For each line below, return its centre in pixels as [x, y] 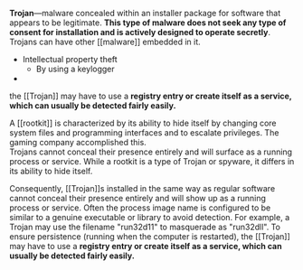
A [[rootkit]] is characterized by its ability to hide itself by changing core [143, 123]
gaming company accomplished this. [78, 142]
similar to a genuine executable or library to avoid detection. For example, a [150, 217]
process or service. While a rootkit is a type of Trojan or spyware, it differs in [152, 161]
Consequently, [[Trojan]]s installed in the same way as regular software [142, 188]
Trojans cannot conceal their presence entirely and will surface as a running [151, 152]
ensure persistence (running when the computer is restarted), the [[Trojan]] [150, 237]
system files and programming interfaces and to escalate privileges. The [144, 133]
